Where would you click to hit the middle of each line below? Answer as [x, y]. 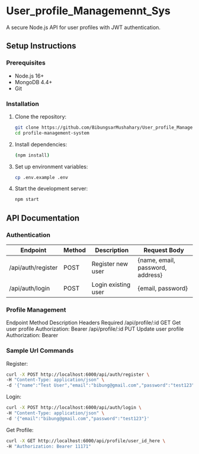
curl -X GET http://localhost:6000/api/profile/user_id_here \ [86, 441]
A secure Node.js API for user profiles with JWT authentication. [84, 27]
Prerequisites [26, 63]
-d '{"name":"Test [29, 386]
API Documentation [43, 218]
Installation [23, 104]
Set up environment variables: [51, 167]
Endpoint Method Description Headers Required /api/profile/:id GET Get [94, 323]
